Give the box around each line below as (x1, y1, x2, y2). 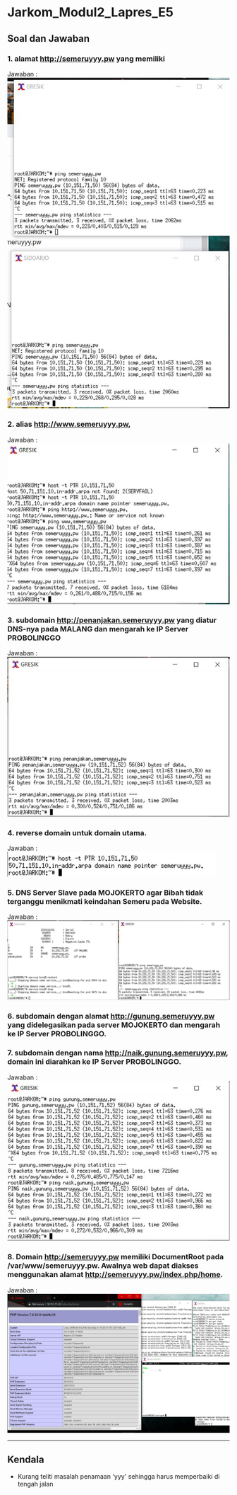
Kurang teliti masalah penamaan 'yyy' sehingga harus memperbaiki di (17, 1472, 220, 1481)
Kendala (7, 1453, 44, 1465)
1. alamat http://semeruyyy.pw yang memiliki (7, 54, 166, 64)
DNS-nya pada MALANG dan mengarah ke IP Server (7, 624, 189, 634)
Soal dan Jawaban (7, 33, 90, 45)
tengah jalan (17, 1480, 54, 1489)
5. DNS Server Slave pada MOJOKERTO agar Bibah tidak (7, 888, 204, 898)
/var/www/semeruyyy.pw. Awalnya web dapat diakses (7, 1261, 199, 1271)
